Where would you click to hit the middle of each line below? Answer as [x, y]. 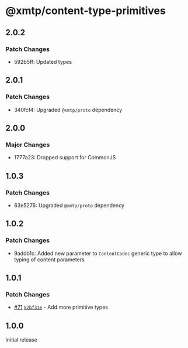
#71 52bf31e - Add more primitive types [61, 307]
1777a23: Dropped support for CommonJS [65, 158]
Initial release [21, 340]
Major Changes [28, 145]
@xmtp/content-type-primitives [86, 11]
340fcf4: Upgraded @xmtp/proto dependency [68, 110]
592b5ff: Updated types [43, 62]
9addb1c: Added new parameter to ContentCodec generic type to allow [98, 253]
